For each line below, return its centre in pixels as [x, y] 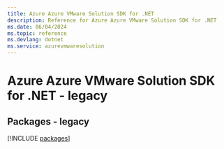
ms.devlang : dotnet [36, 40]
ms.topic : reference [37, 33]
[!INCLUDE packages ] [39, 138]
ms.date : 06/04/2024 [37, 27]
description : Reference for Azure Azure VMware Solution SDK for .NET [112, 20]
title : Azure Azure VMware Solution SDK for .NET [81, 14]
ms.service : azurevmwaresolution [56, 46]
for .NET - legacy [58, 96]
